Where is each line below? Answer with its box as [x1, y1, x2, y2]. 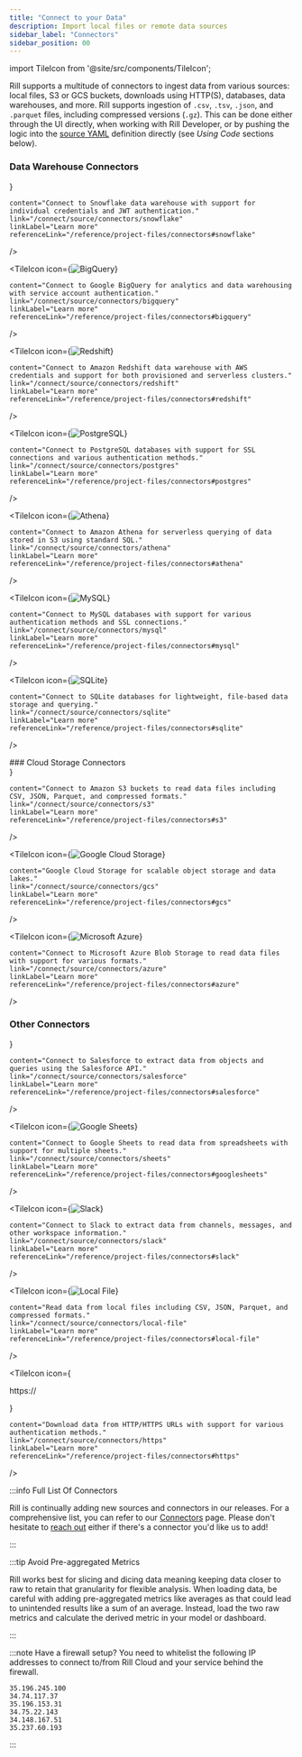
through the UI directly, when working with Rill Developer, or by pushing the [9, 119, 290, 130]
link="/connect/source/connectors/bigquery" [9, 297, 179, 306]
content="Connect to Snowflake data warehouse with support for [9, 198, 256, 207]
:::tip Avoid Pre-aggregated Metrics [9, 1556, 141, 1567]
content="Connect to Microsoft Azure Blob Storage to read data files [9, 948, 280, 957]
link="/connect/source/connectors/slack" [9, 1236, 168, 1245]
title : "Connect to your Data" [9, 13, 127, 23]
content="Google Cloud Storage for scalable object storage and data [9, 866, 277, 875]
